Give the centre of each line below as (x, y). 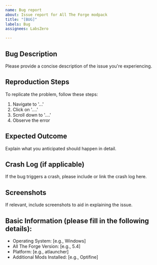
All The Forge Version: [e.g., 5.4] (47, 246)
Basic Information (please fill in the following (77, 221)
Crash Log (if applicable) (45, 164)
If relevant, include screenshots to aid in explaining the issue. (69, 205)
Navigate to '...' (28, 104)
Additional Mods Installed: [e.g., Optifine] (55, 257)
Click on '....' (25, 109)
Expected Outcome (36, 136)
